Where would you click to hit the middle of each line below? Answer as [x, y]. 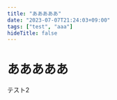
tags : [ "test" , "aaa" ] [40, 26]
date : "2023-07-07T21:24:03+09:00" [59, 20]
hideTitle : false [32, 33]
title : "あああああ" [34, 14]
